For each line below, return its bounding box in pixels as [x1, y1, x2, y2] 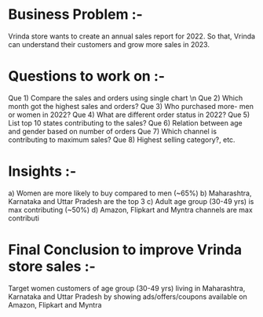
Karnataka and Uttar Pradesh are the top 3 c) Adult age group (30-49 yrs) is [8, 196, 254, 206]
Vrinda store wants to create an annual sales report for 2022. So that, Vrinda [8, 31, 256, 41]
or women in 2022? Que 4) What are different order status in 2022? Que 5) [8, 110, 250, 119]
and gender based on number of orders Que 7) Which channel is [8, 126, 217, 136]
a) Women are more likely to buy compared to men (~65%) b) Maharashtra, [8, 188, 252, 198]
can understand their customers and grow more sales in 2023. [8, 39, 210, 49]
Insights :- [8, 162, 77, 180]
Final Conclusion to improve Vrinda [8, 241, 242, 258]
